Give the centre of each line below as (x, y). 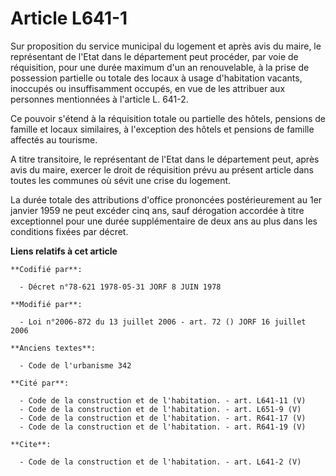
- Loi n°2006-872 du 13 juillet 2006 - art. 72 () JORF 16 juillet (163, 322)
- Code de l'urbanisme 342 (75, 365)
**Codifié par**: (46, 269)
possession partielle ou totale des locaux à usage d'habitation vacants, (156, 78)
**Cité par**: (40, 383)
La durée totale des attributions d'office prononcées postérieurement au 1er (166, 199)
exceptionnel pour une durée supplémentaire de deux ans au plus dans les (164, 221)
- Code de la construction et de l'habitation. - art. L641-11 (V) (163, 400)
